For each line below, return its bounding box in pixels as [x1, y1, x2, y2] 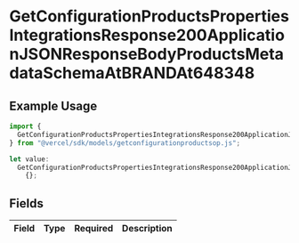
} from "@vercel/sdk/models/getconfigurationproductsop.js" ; [9, 138, 241, 148]
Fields [9, 196, 44, 211]
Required [74, 223, 114, 235]
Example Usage [9, 98, 98, 113]
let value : [9, 154, 50, 164]
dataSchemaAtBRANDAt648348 [9, 63, 255, 84]
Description [121, 223, 174, 235]
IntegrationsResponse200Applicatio [9, 25, 285, 45]
